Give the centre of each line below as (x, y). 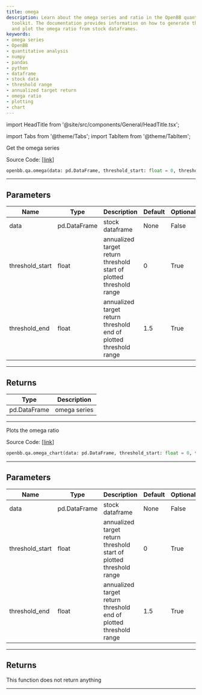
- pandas (17, 62)
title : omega (23, 12)
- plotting (20, 101)
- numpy (16, 57)
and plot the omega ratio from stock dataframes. (75, 29)
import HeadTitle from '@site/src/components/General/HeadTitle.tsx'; (93, 124)
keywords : (19, 34)
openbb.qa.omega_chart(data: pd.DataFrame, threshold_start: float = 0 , (99, 453)
